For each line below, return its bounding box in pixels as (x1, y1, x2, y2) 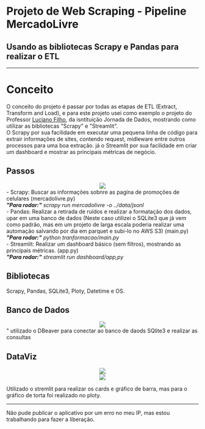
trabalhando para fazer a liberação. (6, 416, 95, 423)
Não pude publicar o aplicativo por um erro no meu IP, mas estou (6, 409, 170, 417)
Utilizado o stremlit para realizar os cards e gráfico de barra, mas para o (6, 385, 187, 392)
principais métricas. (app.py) (6, 246, 79, 254)
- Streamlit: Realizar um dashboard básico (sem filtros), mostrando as (6, 240, 181, 248)
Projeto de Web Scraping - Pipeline (6, 4, 187, 18)
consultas (6, 334, 31, 341)
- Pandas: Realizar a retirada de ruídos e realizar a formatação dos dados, (6, 208, 192, 215)
